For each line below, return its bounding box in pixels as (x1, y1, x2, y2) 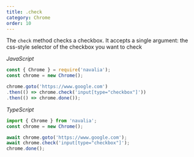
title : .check (6, 9, 43, 15)
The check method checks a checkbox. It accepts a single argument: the (6, 37, 188, 44)
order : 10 (6, 20, 32, 26)
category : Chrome (6, 15, 51, 21)
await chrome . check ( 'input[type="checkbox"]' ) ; (6, 140, 130, 146)
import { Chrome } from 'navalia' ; (6, 117, 97, 124)
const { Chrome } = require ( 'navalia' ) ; (6, 67, 111, 73)
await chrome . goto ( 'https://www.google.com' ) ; (6, 134, 127, 141)
